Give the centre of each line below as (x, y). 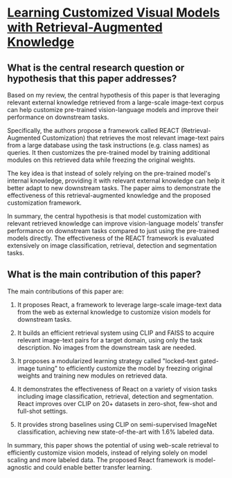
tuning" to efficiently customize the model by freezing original (125, 368)
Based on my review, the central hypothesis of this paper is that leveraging (114, 95)
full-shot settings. (42, 411)
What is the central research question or (96, 67)
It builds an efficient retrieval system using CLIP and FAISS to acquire (116, 333)
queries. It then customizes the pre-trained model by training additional (109, 153)
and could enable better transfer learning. (93, 467)
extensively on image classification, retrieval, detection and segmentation (112, 246)
